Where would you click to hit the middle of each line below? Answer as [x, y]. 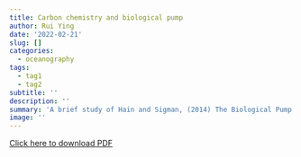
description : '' [40, 101]
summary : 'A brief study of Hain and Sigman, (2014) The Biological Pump [151, 109]
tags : [19, 68]
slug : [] [26, 43]
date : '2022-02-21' [46, 34]
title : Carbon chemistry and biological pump [96, 17]
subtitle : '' [34, 92]
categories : [32, 51]
